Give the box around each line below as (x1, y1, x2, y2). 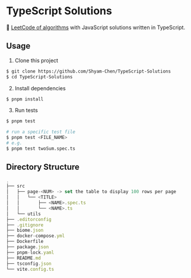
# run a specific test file (6, 129, 76, 135)
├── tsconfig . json (6, 260, 52, 267)
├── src (6, 183, 26, 189)
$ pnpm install (6, 96, 44, 102)
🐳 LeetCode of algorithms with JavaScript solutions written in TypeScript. (6, 24, 186, 31)
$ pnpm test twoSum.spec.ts (6, 146, 76, 151)
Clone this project (14, 56, 58, 64)
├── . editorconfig (6, 216, 52, 222)
